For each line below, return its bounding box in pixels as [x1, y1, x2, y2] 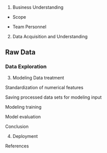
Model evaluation [5, 113, 41, 120]
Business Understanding [12, 5, 64, 10]
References [5, 143, 29, 149]
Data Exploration [5, 63, 47, 70]
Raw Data [5, 48, 36, 57]
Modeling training [5, 104, 42, 110]
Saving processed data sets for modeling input [5, 94, 102, 100]
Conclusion [5, 123, 29, 129]
